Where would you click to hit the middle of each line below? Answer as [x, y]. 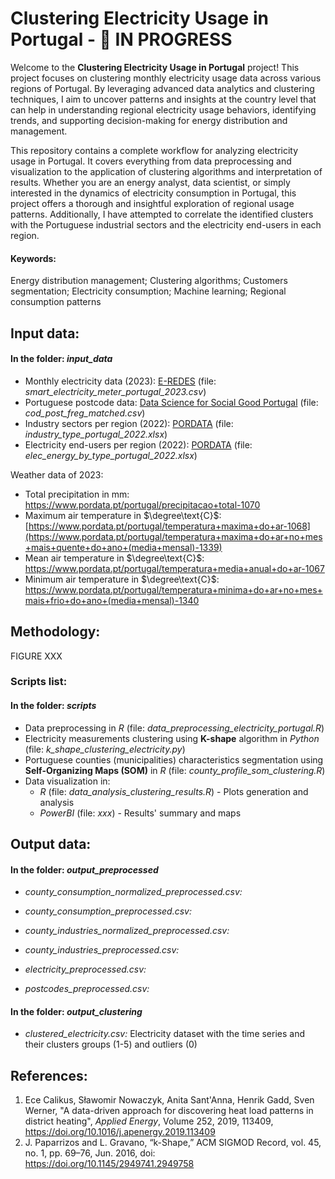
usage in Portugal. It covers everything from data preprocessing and [151, 161]
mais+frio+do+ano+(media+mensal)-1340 [112, 600]
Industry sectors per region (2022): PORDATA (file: [129, 423]
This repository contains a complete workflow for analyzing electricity [154, 150]
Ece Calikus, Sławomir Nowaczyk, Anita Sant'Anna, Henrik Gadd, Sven [169, 1100]
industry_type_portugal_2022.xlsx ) [96, 434]
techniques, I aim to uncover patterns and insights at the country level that [163, 99]
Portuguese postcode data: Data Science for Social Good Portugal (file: [171, 402]
